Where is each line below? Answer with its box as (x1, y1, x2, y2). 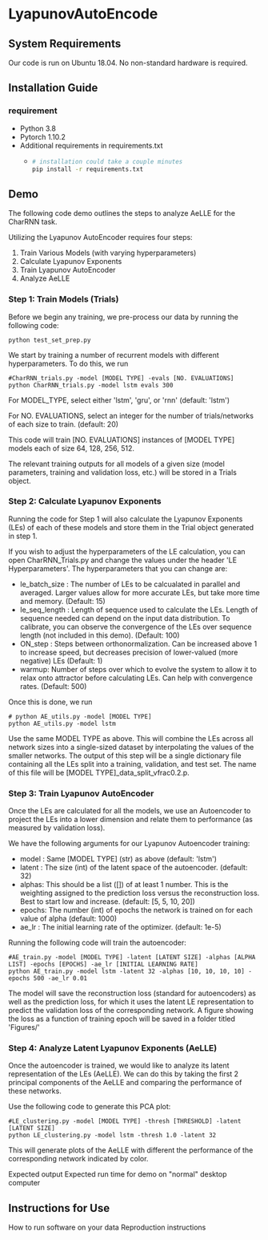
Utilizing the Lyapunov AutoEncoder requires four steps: (8, 233, 194, 242)
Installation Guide (8, 81, 98, 95)
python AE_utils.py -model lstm (8, 719, 116, 727)
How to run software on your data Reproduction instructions (8, 1222, 206, 1232)
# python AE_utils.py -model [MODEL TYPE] (8, 712, 152, 720)
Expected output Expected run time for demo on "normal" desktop (8, 1169, 227, 1179)
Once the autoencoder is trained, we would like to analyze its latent (8, 1060, 230, 1071)
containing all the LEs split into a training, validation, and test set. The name (8, 759, 258, 768)
